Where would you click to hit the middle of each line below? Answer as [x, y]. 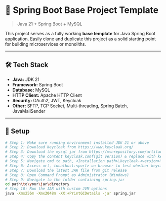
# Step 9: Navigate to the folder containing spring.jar [65, 180]
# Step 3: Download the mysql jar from [46, 152]
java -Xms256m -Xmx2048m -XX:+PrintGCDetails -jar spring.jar [70, 194]
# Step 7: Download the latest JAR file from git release [66, 170]
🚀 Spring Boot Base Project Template [82, 10]
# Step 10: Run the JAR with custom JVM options [56, 189]
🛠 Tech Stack [27, 65]
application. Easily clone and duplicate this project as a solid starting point [81, 39]
